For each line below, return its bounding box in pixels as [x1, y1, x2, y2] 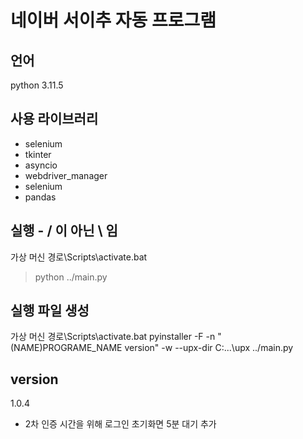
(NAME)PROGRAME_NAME [10, 342, 123, 354]
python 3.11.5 [10, 79, 64, 91]
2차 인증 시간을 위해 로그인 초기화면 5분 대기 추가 [24, 418, 217, 430]
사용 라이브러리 [10, 111, 99, 128]
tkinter [24, 148, 52, 160]
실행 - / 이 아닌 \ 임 [10, 222, 118, 240]
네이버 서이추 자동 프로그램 [10, 9, 217, 32]
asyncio [24, 159, 58, 171]
